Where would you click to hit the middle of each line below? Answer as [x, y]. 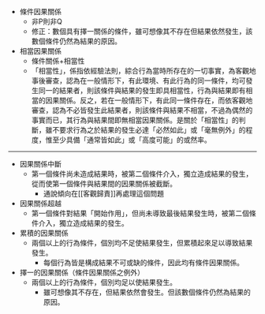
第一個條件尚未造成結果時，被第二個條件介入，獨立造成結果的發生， [142, 174]
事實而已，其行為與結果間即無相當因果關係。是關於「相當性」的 [135, 120]
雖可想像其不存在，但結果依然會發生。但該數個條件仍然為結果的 [147, 292]
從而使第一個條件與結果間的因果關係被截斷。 [104, 183]
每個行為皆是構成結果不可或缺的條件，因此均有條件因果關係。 [144, 262]
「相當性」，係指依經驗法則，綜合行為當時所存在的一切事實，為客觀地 [144, 71]
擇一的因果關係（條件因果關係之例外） [82, 272]
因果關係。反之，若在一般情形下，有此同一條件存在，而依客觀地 [149, 100]
